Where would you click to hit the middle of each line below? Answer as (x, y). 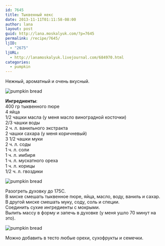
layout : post (19, 29)
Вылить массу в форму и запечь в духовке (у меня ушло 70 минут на (81, 213)
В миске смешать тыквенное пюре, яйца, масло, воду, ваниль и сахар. (83, 197)
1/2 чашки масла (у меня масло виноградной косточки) (66, 117)
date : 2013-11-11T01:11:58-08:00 (41, 19)
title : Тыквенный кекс (29, 15)
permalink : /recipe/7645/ (33, 39)
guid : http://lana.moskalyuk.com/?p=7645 (50, 34)
